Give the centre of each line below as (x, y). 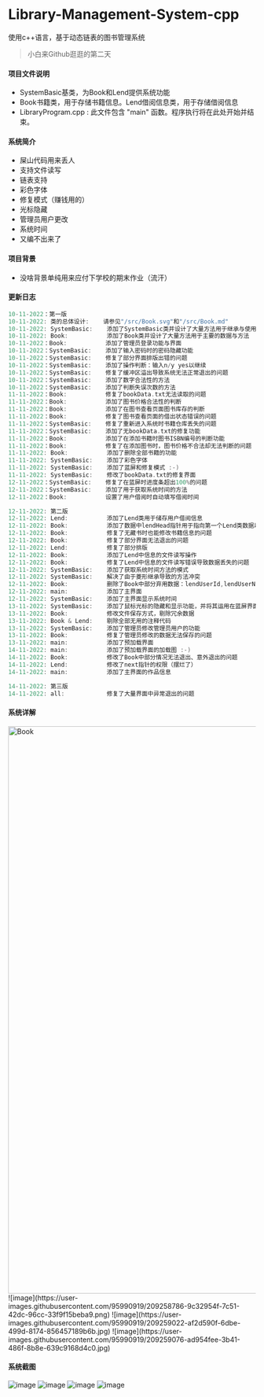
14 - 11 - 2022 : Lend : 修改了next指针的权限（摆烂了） (103, 665)
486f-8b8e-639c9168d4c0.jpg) (59, 1347)
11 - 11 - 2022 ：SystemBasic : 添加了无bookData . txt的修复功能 (104, 431)
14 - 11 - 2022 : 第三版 (38, 686)
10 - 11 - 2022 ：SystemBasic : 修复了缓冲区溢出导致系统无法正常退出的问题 (118, 372)
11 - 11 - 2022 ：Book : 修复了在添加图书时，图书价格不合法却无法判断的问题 (130, 446)
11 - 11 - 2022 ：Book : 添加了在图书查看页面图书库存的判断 (107, 409)
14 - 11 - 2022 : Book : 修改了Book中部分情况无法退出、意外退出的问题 (123, 658)
